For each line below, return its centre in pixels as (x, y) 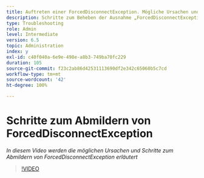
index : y (17, 52)
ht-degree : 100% (27, 86)
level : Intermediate (32, 35)
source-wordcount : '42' (36, 80)
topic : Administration (35, 46)
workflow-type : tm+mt (34, 74)
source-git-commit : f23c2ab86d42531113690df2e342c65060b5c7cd (87, 68)
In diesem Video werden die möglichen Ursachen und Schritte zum (90, 150)
